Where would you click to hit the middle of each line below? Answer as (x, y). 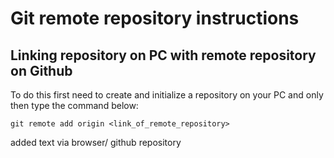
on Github (41, 70)
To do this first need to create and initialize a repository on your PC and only (167, 95)
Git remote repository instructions (155, 18)
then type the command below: (74, 105)
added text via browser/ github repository (96, 142)
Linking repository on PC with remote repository (163, 55)
